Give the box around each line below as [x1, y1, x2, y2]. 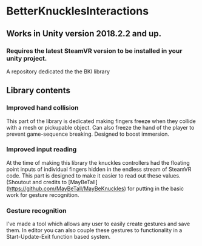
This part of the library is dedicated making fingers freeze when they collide [6, 117, 196, 125]
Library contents [6, 85, 71, 96]
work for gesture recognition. [6, 191, 79, 198]
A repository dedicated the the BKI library [6, 68, 110, 75]
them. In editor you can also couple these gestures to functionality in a [6, 227, 183, 234]
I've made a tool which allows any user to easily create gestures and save [6, 220, 190, 228]
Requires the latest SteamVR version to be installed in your [6, 47, 183, 55]
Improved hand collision [6, 104, 79, 112]
